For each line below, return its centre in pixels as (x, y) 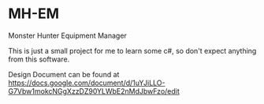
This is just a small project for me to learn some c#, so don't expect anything (132, 50)
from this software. (39, 59)
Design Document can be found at (64, 74)
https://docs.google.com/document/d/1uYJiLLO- (87, 83)
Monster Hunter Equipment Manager (68, 35)
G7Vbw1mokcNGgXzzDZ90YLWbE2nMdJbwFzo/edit (94, 91)
